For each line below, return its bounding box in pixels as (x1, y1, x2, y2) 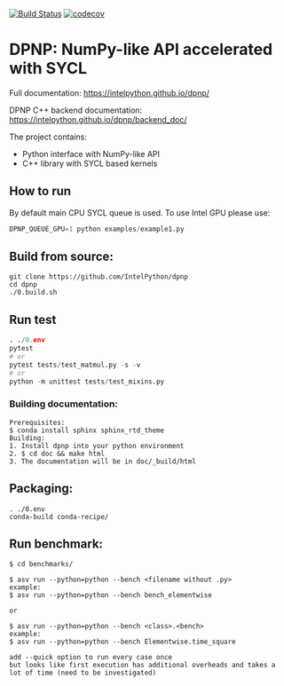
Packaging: (9, 481, 74, 496)
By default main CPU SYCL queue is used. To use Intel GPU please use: (9, 207, 271, 217)
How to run (9, 184, 72, 199)
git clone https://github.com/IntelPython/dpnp (9, 272, 189, 281)
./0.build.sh (9, 288, 58, 297)
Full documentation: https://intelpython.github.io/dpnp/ (9, 87, 210, 98)
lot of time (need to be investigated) (9, 668, 157, 678)
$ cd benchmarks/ (9, 560, 74, 569)
